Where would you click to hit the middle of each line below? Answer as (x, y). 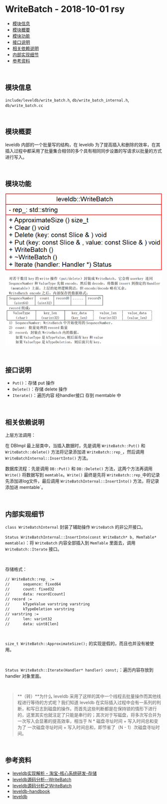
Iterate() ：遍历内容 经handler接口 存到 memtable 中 (67, 396)
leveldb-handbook (31, 791)
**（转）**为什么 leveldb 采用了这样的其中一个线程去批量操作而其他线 (89, 696)
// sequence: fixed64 (33, 584)
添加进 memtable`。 (25, 487)
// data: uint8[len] (32, 624)
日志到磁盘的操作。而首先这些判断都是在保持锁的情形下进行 (96, 709)
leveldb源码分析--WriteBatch (42, 779)
